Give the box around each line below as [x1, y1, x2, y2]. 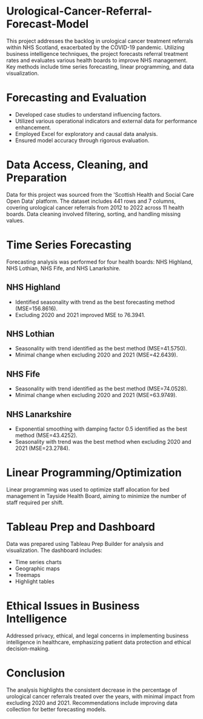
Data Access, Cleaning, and [6, 158, 148, 172]
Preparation [6, 171, 67, 185]
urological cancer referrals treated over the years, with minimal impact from [6, 692, 195, 700]
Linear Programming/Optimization [6, 466, 182, 480]
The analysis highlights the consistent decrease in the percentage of [6, 686, 178, 693]
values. [6, 217, 24, 224]
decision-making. [6, 645, 50, 652]
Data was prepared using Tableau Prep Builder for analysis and [6, 540, 164, 547]
